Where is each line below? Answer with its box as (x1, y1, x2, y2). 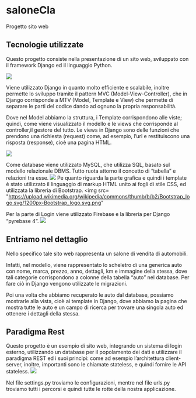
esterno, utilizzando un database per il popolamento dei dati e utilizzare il (6, 349, 182, 356)
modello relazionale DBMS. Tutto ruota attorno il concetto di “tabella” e (6, 167, 176, 174)
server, (6, 361, 23, 368)
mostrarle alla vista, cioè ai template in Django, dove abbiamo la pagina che (6, 297, 188, 304)
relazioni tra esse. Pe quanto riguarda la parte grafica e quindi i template (6, 174, 187, 181)
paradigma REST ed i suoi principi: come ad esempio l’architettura (6, 355, 164, 362)
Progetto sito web (6, 23, 48, 30)
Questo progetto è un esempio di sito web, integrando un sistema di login (6, 342, 183, 349)
